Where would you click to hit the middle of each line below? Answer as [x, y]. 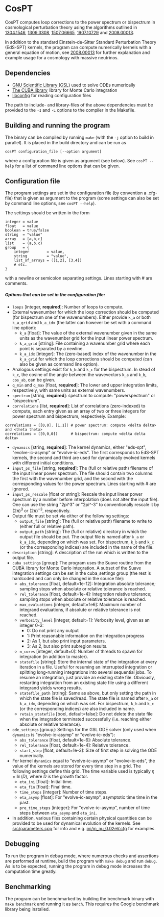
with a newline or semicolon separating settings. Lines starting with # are [79, 278]
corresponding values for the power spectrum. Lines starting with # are [84, 484]
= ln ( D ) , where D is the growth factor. [50, 776]
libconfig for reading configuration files [52, 95]
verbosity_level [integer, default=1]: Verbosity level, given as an [85, 620]
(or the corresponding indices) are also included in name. [77, 709]
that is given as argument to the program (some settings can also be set [86, 198]
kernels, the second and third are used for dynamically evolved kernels [84, 458]
